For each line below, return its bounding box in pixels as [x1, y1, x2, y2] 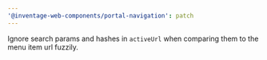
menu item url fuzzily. [7, 42, 79, 52]
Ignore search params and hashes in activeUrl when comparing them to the [7, 34, 259, 43]
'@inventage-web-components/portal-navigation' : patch [7, 11, 194, 20]
